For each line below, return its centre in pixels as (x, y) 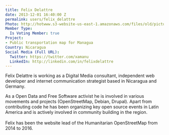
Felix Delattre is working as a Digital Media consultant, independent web (80, 76)
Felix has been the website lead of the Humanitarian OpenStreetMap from (81, 123)
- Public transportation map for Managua (49, 43)
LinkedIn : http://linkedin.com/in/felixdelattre (62, 61)
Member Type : (19, 29)
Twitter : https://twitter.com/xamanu (49, 57)
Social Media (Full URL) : (32, 52)
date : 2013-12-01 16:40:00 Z (36, 15)
